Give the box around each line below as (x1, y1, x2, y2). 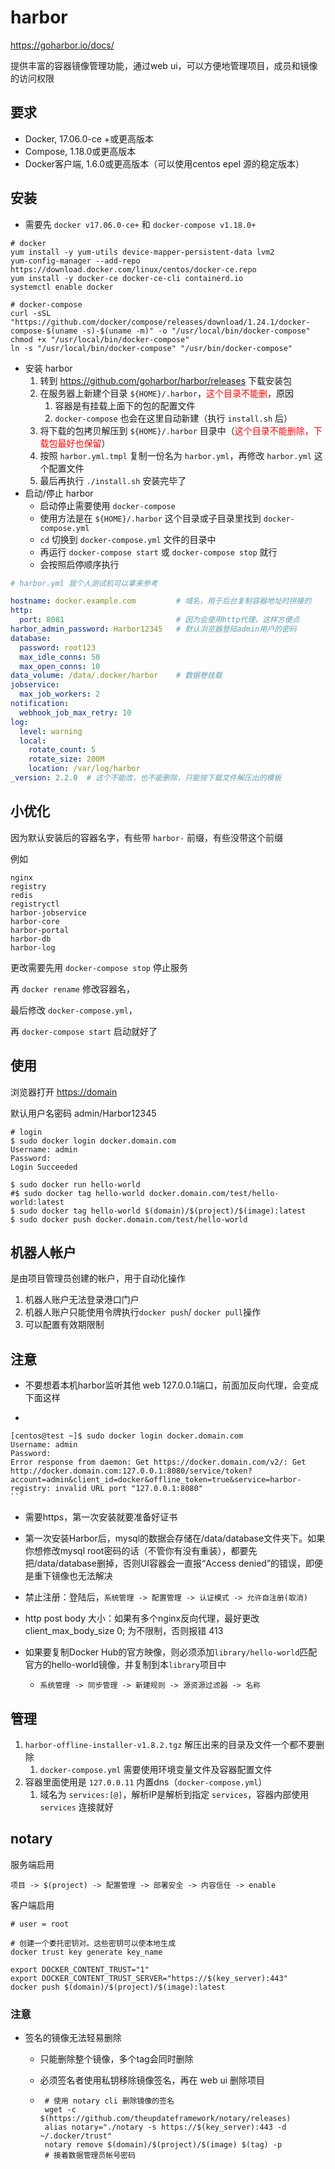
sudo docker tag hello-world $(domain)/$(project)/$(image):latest (19, 1206, 307, 1216)
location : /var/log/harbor (28, 764, 141, 774)
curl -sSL (10, 308, 52, 318)
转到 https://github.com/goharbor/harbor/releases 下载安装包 (39, 374, 292, 386)
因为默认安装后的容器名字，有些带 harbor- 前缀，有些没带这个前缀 (10, 831, 283, 843)
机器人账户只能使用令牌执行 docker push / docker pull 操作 (24, 1306, 262, 1318)
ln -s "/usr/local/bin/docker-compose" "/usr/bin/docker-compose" (10, 343, 293, 353)
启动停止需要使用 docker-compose (39, 499, 176, 511)
